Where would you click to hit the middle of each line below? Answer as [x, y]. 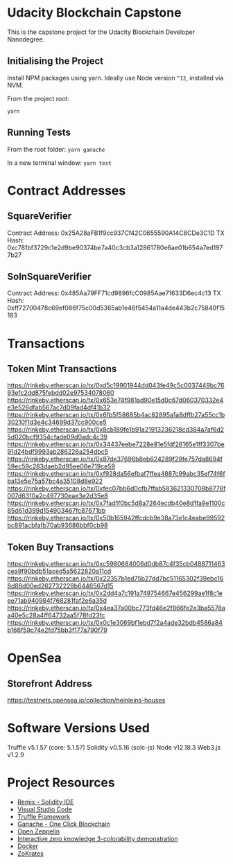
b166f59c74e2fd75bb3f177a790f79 [57, 630]
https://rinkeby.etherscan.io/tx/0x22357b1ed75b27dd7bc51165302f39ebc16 [115, 579]
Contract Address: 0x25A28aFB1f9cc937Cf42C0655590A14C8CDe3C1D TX [116, 233]
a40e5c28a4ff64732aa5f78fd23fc [56, 615]
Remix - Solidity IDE [45, 802]
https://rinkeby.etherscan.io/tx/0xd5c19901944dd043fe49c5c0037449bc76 [116, 385]
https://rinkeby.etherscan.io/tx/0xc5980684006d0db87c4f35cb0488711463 [116, 564]
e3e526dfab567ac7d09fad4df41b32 [59, 407]
